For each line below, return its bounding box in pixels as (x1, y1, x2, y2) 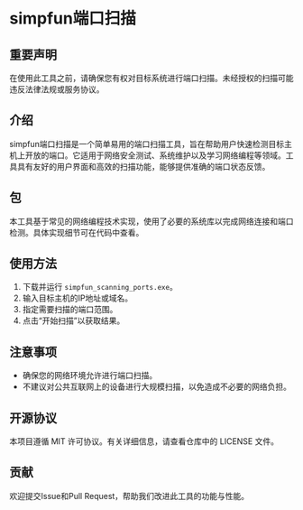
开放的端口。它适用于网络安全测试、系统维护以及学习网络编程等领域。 (24, 150, 286, 161)
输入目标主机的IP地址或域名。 (22, 292, 133, 303)
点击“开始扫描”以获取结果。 (22, 315, 125, 326)
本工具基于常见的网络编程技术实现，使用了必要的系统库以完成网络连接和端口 (9, 216, 294, 227)
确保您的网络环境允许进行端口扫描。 (22, 370, 158, 381)
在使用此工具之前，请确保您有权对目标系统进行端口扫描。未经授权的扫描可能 (9, 73, 294, 83)
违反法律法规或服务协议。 (9, 84, 105, 95)
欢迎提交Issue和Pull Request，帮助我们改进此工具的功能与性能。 (9, 490, 250, 501)
